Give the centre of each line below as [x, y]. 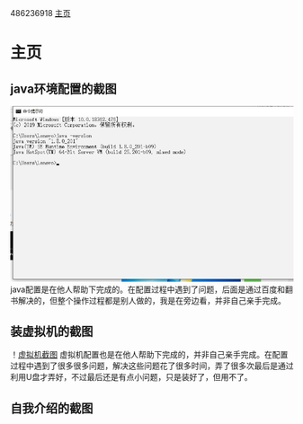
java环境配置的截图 [64, 88]
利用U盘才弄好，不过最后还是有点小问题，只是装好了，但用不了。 [131, 377]
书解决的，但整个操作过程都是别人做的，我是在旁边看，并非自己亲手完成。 [148, 300]
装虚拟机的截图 [52, 331]
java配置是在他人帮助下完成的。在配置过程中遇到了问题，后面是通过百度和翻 [151, 289]
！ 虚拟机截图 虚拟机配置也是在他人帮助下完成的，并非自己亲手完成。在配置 [149, 355]
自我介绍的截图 [52, 408]
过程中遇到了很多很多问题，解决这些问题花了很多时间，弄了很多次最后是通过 [152, 366]
